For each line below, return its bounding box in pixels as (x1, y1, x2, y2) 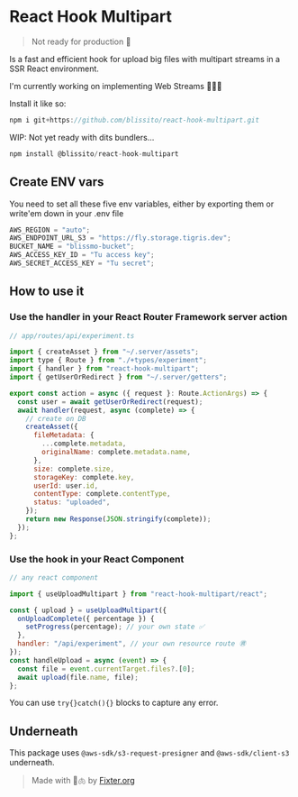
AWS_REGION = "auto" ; (9, 225, 91, 234)
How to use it (9, 284, 85, 299)
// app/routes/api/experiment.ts (9, 331, 135, 340)
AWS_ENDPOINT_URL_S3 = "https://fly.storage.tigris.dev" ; (9, 234, 231, 243)
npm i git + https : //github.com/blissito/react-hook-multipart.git (9, 115, 259, 124)
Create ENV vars (9, 174, 104, 190)
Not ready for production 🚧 (31, 36, 131, 47)
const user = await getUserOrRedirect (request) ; (17, 397, 203, 407)
